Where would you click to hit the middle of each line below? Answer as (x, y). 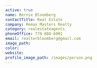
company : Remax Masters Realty (39, 24)
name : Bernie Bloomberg (31, 15)
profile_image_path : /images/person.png (49, 58)
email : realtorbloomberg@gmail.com (43, 39)
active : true (19, 10)
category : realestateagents (35, 29)
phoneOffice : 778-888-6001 (34, 34)
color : (12, 48)
